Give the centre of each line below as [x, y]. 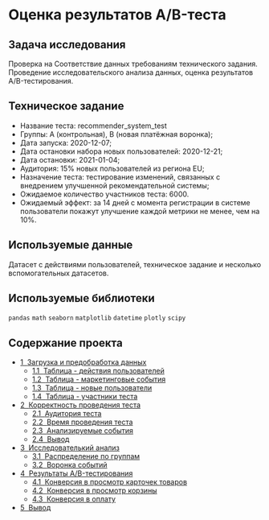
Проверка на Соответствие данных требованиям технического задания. [133, 64]
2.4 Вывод [51, 440]
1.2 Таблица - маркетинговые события [99, 379]
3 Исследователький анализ [70, 448]
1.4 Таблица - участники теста [85, 397]
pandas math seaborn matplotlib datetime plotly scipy [97, 318]
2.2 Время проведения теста [82, 422]
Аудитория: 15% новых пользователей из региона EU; [112, 168]
